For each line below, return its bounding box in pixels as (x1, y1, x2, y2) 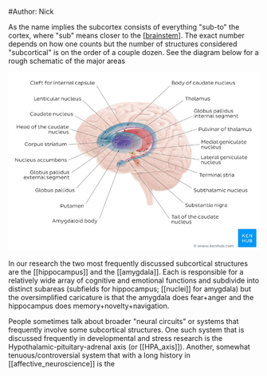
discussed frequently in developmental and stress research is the (8, 333, 223, 342)
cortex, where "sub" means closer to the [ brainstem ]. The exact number (8, 31, 245, 40)
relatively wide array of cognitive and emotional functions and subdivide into (8, 275, 260, 285)
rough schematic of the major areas (8, 56, 126, 65)
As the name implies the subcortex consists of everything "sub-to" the (8, 22, 240, 31)
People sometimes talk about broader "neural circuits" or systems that (8, 316, 239, 326)
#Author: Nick (8, 7, 54, 16)
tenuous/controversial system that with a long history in (8, 350, 191, 360)
